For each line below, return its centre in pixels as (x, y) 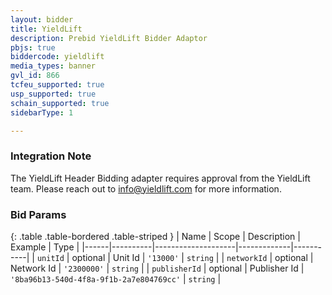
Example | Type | (45, 247)
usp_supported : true (53, 94)
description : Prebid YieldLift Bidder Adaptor (109, 38)
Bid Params (38, 214)
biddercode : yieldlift (57, 57)
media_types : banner (53, 66)
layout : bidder (42, 19)
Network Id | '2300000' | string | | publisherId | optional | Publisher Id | (157, 268)
